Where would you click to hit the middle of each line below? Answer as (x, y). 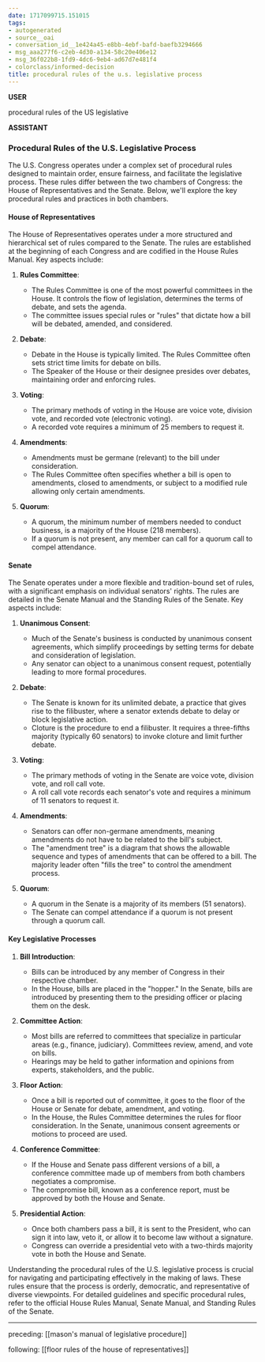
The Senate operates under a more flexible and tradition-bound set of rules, (131, 583)
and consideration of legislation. (84, 655)
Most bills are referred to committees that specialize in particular (136, 1036)
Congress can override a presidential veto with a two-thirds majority (142, 1245)
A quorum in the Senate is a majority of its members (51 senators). (139, 904)
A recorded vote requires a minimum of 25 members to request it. (138, 427)
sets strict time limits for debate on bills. (96, 363)
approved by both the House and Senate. (98, 1198)
